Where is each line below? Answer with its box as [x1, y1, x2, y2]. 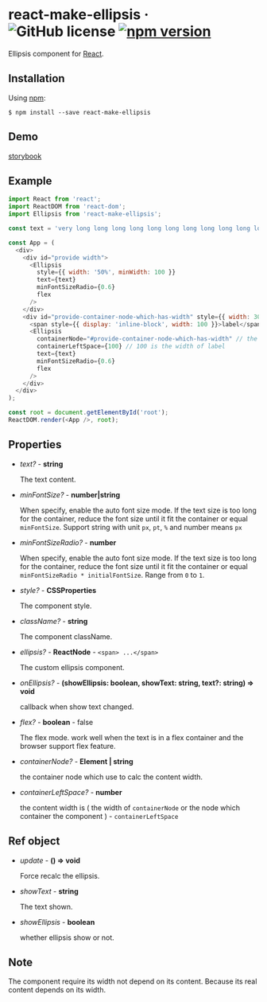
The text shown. [19, 902, 73, 911]
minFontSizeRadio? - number [19, 537, 117, 547]
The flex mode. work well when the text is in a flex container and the [19, 732, 244, 742]
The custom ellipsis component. [19, 662, 125, 672]
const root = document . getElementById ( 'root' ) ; [8, 408, 169, 417]
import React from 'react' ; [8, 195, 102, 204]
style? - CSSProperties [19, 585, 97, 595]
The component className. [19, 631, 113, 641]
